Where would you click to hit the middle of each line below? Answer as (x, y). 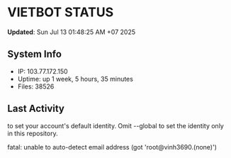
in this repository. (33, 133)
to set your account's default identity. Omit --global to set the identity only (116, 125)
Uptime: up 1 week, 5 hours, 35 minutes (75, 79)
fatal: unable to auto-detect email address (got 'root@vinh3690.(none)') (112, 147)
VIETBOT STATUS (61, 12)
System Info (35, 54)
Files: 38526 (36, 86)
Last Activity (36, 109)
